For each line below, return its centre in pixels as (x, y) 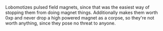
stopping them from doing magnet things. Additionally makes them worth (82, 12)
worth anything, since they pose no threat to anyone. (60, 23)
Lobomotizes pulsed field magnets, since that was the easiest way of (77, 7)
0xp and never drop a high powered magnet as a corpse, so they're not (80, 18)
